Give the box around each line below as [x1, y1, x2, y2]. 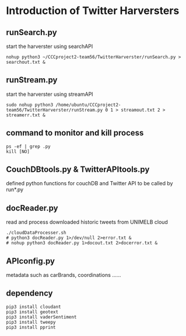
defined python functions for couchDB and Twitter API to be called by [6, 180, 173, 187]
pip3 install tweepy [6, 319, 57, 325]
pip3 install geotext [6, 309, 59, 315]
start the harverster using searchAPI [6, 43, 93, 50]
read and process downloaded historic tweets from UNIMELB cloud [6, 219, 168, 226]
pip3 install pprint [6, 324, 57, 330]
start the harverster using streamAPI [6, 91, 93, 98]
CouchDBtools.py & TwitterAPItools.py [6, 165, 150, 175]
